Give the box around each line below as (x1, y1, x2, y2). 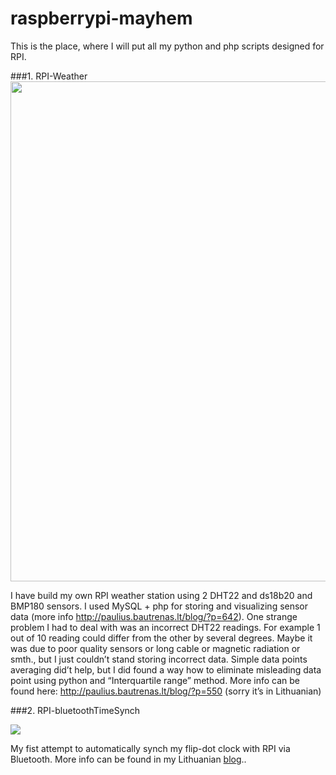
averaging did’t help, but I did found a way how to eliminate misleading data (10, 663, 322, 676)
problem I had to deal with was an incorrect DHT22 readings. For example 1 (10, 621, 321, 633)
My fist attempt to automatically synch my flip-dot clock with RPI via (10, 742, 291, 754)
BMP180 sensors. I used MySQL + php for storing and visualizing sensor (10, 600, 309, 612)
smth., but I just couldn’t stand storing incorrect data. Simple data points (10, 653, 308, 665)
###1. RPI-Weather (10, 70, 88, 82)
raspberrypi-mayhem (10, 7, 193, 30)
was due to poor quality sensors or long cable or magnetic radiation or (10, 642, 301, 654)
